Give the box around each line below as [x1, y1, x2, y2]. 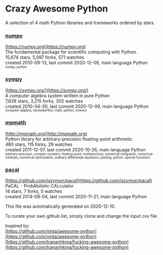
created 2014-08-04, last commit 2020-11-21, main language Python [5, 194, 147, 200]
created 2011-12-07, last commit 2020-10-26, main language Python [5, 146, 146, 152]
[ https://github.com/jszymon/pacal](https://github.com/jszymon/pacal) [5, 178, 152, 184]
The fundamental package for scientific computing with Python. [5, 49, 137, 55]
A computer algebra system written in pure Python [5, 93, 110, 99]
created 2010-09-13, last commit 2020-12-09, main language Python [5, 60, 148, 66]
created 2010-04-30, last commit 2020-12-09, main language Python [5, 103, 149, 109]
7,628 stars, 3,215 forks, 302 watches [5, 98, 83, 104]
